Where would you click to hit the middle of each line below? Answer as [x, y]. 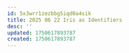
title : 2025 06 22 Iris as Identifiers [65, 20]
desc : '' [20, 26]
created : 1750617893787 [42, 39]
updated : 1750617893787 [42, 33]
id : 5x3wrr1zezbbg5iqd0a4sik [49, 13]
